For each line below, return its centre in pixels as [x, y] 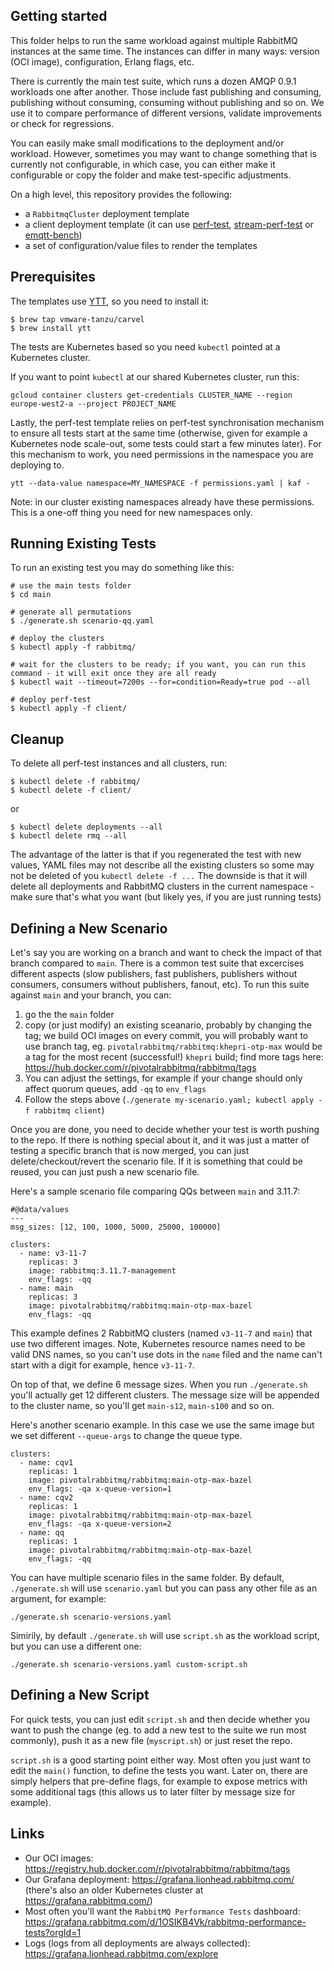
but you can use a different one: [76, 1646]
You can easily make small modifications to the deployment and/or [147, 143]
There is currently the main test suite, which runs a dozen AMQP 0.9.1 [153, 81]
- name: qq [42, 1533]
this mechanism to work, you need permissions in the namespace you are [162, 454]
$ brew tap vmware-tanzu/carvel [77, 319]
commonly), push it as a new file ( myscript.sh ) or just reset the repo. [151, 1740]
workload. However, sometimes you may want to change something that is [163, 153]
